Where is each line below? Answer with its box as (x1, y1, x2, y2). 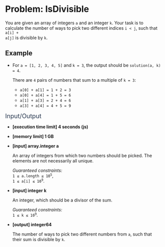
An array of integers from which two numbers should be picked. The (12, 152, 152, 158)
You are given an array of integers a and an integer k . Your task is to (5, 20, 144, 26)
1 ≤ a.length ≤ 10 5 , (12, 172, 54, 179)
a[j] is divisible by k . (5, 35, 48, 41)
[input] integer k (12, 187, 47, 194)
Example (5, 49, 33, 57)
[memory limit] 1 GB (12, 133, 54, 139)
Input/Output (5, 112, 42, 120)
